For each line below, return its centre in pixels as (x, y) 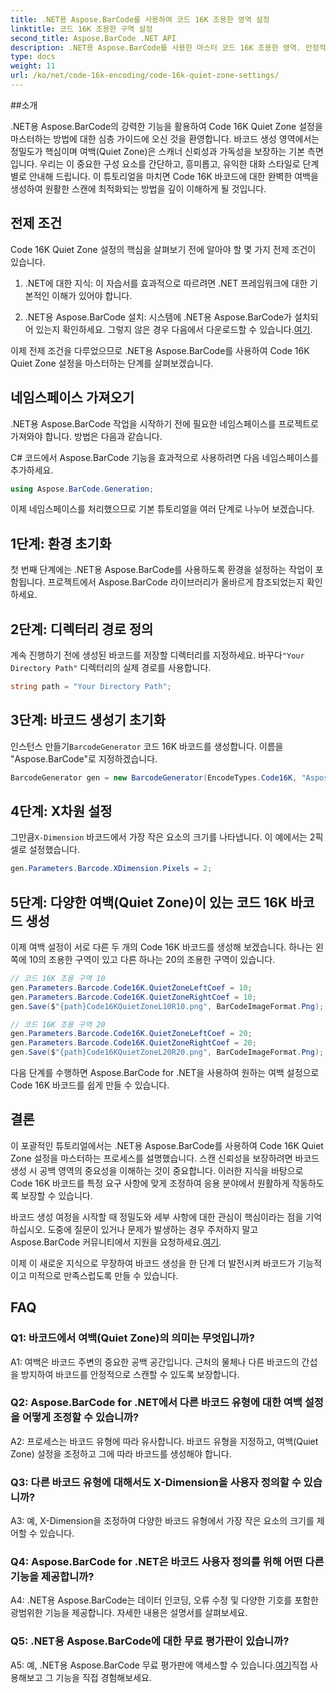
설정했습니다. (54, 850)
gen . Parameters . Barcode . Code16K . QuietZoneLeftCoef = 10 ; (131, 987)
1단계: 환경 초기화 (61, 543)
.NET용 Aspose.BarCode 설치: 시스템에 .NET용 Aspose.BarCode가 (158, 317)
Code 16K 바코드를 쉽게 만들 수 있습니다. (90, 1085)
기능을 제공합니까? (52, 1577)
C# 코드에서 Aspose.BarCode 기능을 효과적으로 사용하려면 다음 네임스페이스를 (164, 457)
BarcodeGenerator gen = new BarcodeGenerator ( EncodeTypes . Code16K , (154, 777)
